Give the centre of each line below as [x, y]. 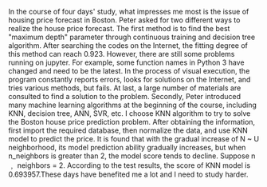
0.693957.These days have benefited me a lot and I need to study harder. [128, 174]
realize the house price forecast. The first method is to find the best [119, 28]
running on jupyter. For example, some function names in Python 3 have [126, 62]
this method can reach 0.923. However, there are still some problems [122, 54]
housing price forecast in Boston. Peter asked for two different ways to [124, 20]
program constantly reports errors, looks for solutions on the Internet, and [130, 80]
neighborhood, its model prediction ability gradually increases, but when [127, 147]
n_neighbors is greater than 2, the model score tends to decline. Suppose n [132, 156]
